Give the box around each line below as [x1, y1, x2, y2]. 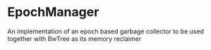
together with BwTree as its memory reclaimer [7, 34, 142, 42]
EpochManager [7, 4, 100, 20]
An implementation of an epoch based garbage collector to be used [7, 27, 205, 35]
